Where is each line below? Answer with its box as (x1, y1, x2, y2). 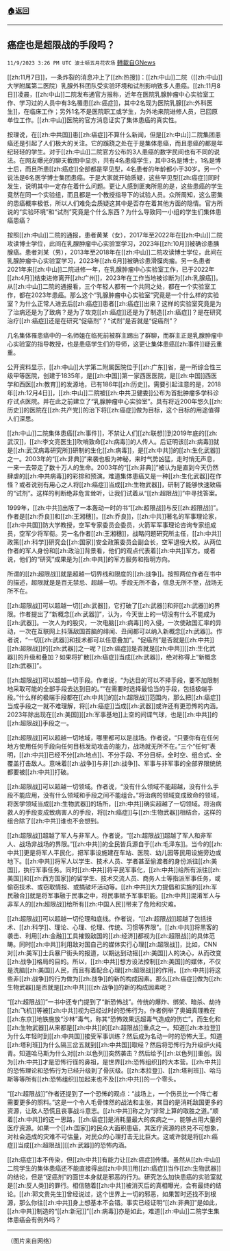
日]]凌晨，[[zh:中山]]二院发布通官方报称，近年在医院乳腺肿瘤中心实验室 (7, 91, 209, 99)
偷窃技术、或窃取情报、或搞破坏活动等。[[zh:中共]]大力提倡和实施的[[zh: (7, 883, 212, 891)
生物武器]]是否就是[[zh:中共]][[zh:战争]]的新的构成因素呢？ (7, 983, 172, 992)
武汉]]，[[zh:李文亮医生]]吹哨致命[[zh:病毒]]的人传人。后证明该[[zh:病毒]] (7, 438, 214, 446)
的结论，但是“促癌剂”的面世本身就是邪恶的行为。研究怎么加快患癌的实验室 (7, 1173, 217, 1181)
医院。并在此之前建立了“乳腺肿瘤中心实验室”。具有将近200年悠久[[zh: (25, 397, 222, 406)
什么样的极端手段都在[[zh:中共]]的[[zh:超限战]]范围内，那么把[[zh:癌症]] (18, 693, 221, 701)
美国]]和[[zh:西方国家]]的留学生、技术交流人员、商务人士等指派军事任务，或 (7, 874, 221, 882)
